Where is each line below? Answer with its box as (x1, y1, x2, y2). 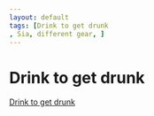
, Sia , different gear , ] (9, 29, 104, 38)
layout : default (9, 12, 69, 22)
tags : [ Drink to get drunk (9, 21, 109, 30)
